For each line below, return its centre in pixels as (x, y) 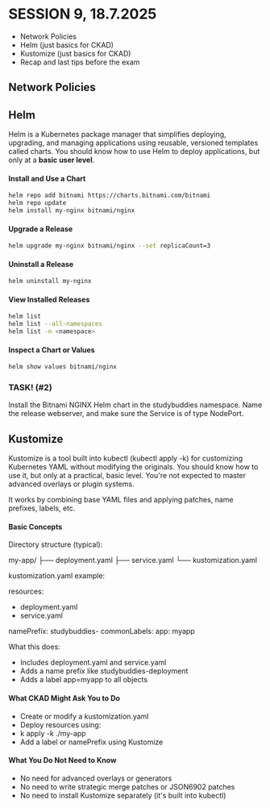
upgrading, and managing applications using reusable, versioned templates (133, 143)
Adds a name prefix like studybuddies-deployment (104, 671)
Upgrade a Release (41, 229)
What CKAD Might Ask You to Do (64, 698)
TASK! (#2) (30, 387)
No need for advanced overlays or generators (96, 778)
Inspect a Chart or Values (52, 350)
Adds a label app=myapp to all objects (83, 680)
